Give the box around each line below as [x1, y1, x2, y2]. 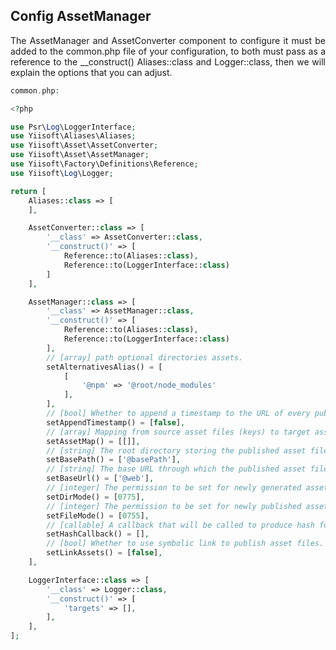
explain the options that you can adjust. [10, 66, 173, 78]
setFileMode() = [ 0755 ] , [46, 510, 150, 521]
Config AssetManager [10, 8, 152, 25]
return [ [10, 186, 47, 196]
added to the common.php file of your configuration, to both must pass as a [10, 45, 326, 57]
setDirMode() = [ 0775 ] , [46, 492, 145, 502]
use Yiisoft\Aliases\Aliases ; [10, 131, 137, 141]
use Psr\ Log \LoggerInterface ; [10, 122, 137, 132]
